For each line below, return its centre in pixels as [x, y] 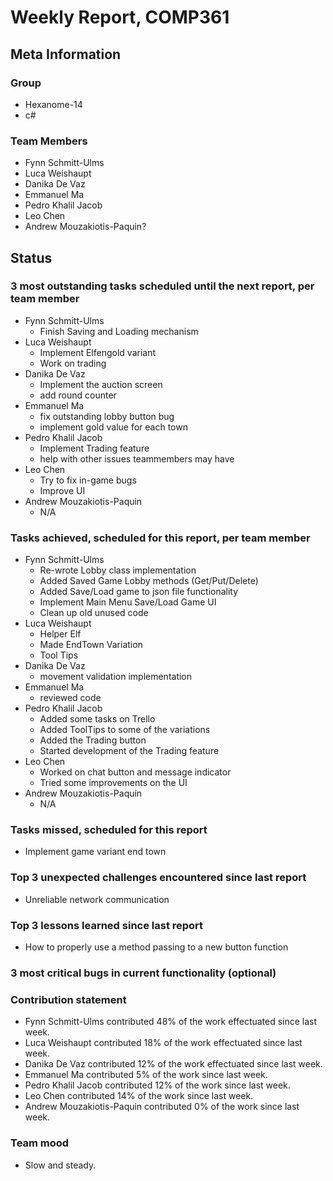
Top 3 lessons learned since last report [107, 925]
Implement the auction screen [101, 384]
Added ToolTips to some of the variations [125, 730]
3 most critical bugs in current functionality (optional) [143, 973]
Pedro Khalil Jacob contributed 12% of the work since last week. [157, 1085]
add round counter [78, 395]
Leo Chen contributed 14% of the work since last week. [139, 1096]
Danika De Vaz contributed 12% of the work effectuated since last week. [173, 1064]
